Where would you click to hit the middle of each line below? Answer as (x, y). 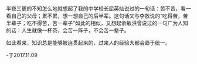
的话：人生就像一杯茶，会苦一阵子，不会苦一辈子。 (68, 30)
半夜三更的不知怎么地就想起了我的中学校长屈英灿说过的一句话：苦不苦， (93, 8)
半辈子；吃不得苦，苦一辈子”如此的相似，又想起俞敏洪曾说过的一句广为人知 (97, 23)
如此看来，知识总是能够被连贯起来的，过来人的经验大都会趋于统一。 (88, 43)
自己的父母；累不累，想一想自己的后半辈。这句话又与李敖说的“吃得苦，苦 (100, 16)
